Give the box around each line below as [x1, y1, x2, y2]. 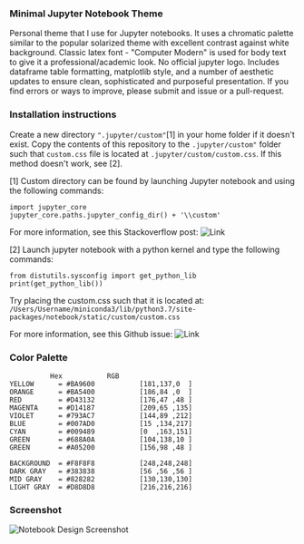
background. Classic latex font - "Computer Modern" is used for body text [9, 47, 287, 58]
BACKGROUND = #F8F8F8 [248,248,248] [9, 459, 193, 468]
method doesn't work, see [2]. [9, 158, 123, 169]
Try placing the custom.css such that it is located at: [9, 295, 205, 306]
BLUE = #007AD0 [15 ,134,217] [9, 419, 193, 428]
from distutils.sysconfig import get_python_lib [9, 271, 197, 280]
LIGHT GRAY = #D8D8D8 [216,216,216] [9, 482, 193, 491]
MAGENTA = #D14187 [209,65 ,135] [9, 403, 193, 413]
